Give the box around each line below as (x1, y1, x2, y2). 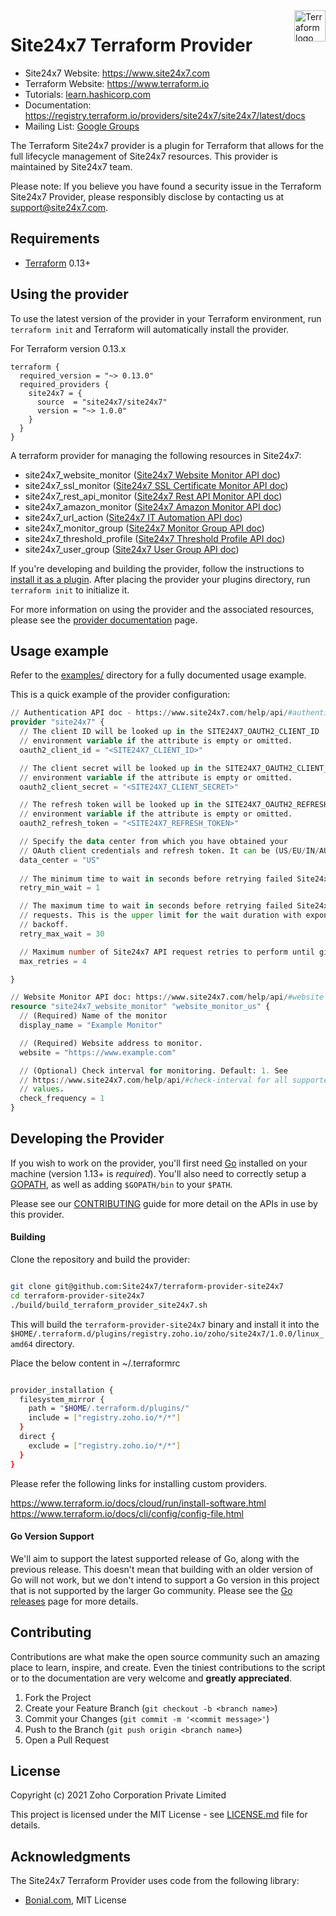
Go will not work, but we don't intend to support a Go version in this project (10, 1574, 320, 1586)
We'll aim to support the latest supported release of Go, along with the (10, 1552, 300, 1564)
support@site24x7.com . (10, 201, 109, 213)
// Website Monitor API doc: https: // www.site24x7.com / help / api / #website (10, 992, 325, 1003)
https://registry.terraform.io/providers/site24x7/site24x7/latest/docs (24, 109, 306, 121)
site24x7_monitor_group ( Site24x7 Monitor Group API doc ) (24, 522, 265, 534)
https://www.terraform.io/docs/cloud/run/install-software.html (10, 1497, 267, 1509)
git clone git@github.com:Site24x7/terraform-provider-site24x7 (10, 1282, 284, 1292)
